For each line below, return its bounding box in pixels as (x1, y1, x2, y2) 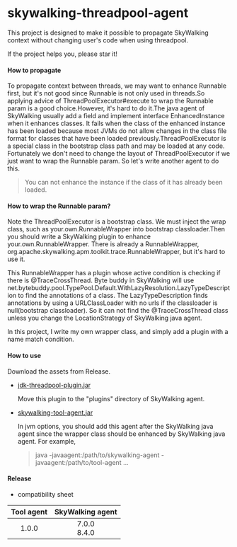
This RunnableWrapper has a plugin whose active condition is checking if (7, 269, 221, 277)
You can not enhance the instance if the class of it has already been (24, 178, 223, 187)
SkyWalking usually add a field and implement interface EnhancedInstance (7, 112, 225, 120)
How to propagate (7, 66, 62, 74)
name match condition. (7, 335, 74, 344)
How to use (7, 351, 41, 359)
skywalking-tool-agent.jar (17, 408, 93, 417)
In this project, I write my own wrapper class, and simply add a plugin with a (7, 328, 229, 336)
